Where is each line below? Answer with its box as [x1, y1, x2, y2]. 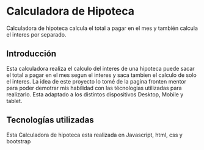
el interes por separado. [6, 30, 67, 38]
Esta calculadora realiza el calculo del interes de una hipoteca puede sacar [6, 65, 195, 72]
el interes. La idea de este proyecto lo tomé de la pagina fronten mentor [6, 77, 187, 85]
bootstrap [6, 137, 31, 145]
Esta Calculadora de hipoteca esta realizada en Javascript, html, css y [6, 131, 183, 138]
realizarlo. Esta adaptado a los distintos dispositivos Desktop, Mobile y [6, 90, 184, 98]
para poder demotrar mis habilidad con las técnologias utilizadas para [6, 84, 182, 91]
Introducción [6, 49, 57, 59]
